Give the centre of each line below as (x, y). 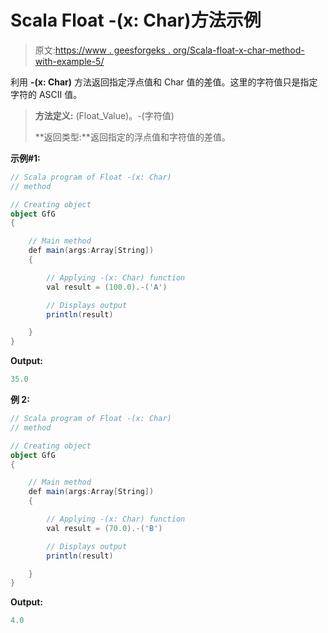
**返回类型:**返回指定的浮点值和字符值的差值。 (132, 137)
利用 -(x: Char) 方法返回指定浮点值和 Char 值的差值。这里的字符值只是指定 (164, 82)
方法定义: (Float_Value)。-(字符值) (104, 115)
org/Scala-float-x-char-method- (238, 50)
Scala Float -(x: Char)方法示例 (136, 20)
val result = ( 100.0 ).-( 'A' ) (107, 287)
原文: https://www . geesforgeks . (102, 50)
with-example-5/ (69, 61)
